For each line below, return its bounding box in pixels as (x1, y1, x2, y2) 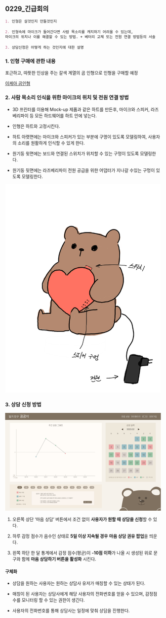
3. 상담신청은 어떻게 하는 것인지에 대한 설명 (5, 45, 84, 50)
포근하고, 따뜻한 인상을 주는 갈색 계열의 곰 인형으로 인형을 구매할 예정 (5, 70, 138, 76)
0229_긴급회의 (5, 4, 49, 13)
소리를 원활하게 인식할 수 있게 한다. (17, 140, 85, 146)
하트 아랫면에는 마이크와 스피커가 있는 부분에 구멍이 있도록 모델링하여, (12, 134, 147, 140)
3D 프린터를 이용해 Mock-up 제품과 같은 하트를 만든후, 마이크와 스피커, (12, 106, 150, 112)
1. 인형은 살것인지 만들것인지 (5, 19, 57, 24)
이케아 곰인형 (5, 80, 31, 86)
